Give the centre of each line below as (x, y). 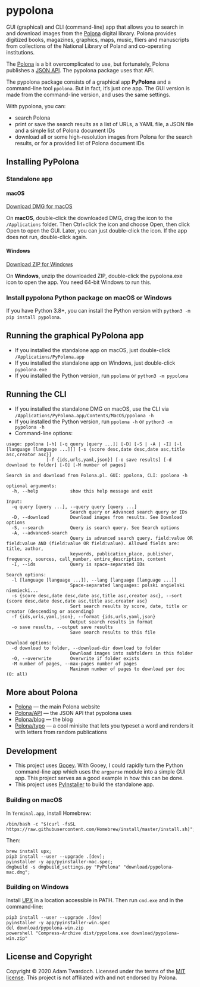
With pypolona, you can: (36, 106)
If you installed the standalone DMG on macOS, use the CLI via (92, 409)
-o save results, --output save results (62, 627)
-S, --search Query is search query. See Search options (96, 528)
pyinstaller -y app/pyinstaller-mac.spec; (60, 861)
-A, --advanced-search (40, 533)
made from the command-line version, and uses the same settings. (88, 94)
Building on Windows (37, 887)
